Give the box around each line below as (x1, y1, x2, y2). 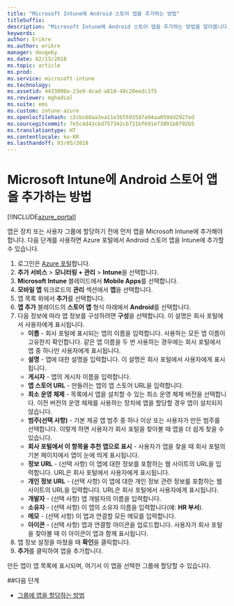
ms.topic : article (7, 62, 61, 69)
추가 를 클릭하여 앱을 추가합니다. (17, 547, 103, 555)
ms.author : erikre (7, 42, 61, 49)
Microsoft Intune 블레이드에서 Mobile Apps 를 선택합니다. (17, 277, 179, 286)
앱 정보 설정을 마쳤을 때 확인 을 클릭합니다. (17, 538, 131, 547)
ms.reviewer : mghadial (7, 95, 73, 102)
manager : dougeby (7, 49, 58, 56)
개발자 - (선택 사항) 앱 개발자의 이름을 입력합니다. (27, 495, 162, 503)
